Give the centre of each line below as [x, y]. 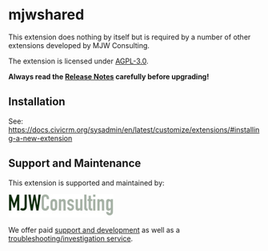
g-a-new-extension [40, 138]
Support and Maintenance [75, 163]
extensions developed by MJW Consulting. [79, 45]
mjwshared [46, 15]
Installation [37, 102]
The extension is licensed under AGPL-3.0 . [79, 61]
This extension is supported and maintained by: [87, 183]
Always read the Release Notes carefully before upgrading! [109, 76]
